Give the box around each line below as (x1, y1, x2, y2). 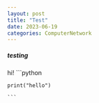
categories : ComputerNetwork (7, 29, 92, 37)
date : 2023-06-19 (7, 23, 58, 30)
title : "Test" (7, 17, 49, 24)
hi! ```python (7, 69, 43, 77)
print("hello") (7, 82, 52, 89)
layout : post (7, 10, 45, 17)
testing (7, 51, 29, 59)
